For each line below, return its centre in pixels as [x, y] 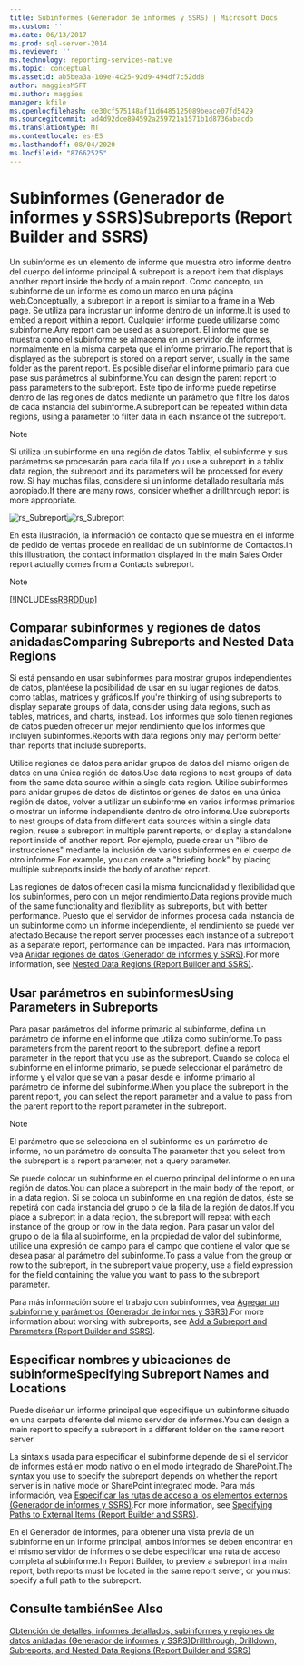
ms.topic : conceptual [50, 69]
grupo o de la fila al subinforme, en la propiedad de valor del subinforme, [146, 1236]
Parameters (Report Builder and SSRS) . [83, 1331]
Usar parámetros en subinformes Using [122, 993]
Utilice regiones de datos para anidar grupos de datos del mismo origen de [149, 763]
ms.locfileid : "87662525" [58, 153]
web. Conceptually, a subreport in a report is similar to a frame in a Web [142, 300]
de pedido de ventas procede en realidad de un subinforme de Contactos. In [151, 544]
